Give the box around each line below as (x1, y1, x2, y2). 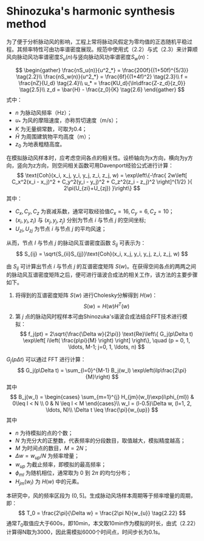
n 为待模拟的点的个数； (15, 429, 74, 437)
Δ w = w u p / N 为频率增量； (15, 452, 80, 461)
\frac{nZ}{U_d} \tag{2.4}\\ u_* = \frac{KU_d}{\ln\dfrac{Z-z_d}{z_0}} (18, 79, 186, 86)
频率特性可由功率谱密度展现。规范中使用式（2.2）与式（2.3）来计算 (22, 46, 192, 53)
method (6, 17, 47, 31)
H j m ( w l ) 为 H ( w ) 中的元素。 (15, 478, 83, 486)
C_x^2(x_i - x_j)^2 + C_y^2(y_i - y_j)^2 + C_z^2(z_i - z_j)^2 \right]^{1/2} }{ (12, 178, 192, 186)
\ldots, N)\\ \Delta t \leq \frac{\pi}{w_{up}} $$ (46, 406, 158, 413)
